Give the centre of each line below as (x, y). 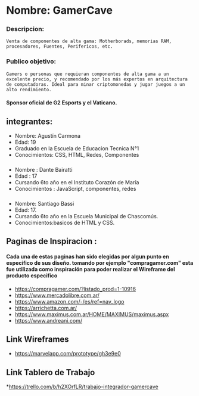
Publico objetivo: (31, 61)
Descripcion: (25, 29)
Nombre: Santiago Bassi (44, 204)
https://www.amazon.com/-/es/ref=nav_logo (69, 301)
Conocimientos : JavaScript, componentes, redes (75, 189)
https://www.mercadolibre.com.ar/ (57, 295)
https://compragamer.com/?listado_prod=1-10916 (75, 289)
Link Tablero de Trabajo (51, 372)
